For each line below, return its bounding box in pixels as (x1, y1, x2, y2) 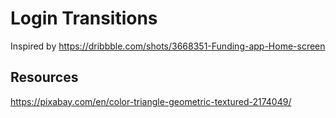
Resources (10, 69, 79, 86)
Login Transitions (10, 7, 158, 30)
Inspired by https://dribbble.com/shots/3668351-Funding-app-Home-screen (10, 40, 326, 52)
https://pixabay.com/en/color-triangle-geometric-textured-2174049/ (10, 95, 292, 107)
